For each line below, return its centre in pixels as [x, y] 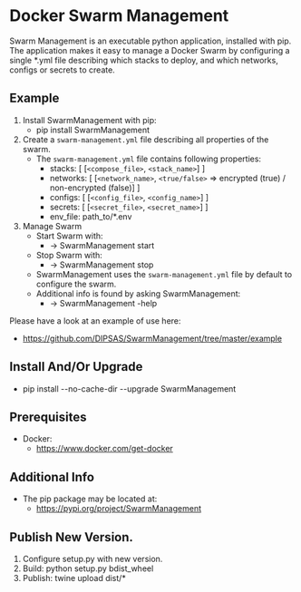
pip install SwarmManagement [93, 130]
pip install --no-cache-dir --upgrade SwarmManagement [129, 388]
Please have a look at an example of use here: [95, 320]
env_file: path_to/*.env [91, 216]
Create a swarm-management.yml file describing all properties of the [146, 139]
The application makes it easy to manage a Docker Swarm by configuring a [150, 50]
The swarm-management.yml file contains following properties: [148, 159]
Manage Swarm [52, 226]
